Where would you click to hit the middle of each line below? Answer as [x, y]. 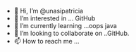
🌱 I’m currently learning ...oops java [66, 26]
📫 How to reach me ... [47, 41]
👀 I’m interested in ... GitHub [55, 18]
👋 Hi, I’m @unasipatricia [48, 11]
